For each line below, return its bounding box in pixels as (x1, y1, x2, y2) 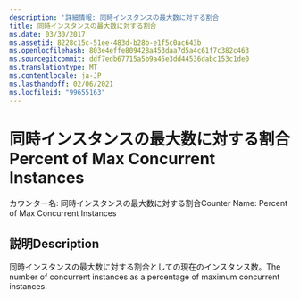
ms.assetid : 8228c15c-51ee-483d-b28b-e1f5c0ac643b (9, 37, 202, 47)
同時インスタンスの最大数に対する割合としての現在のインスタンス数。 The (9, 262, 281, 272)
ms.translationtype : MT (9, 63, 98, 72)
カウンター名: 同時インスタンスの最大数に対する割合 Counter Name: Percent (9, 198, 288, 209)
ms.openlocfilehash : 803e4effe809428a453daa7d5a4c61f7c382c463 (9, 46, 250, 55)
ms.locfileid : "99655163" (9, 87, 105, 96)
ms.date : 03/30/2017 (9, 29, 87, 38)
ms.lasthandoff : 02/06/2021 (9, 79, 114, 88)
